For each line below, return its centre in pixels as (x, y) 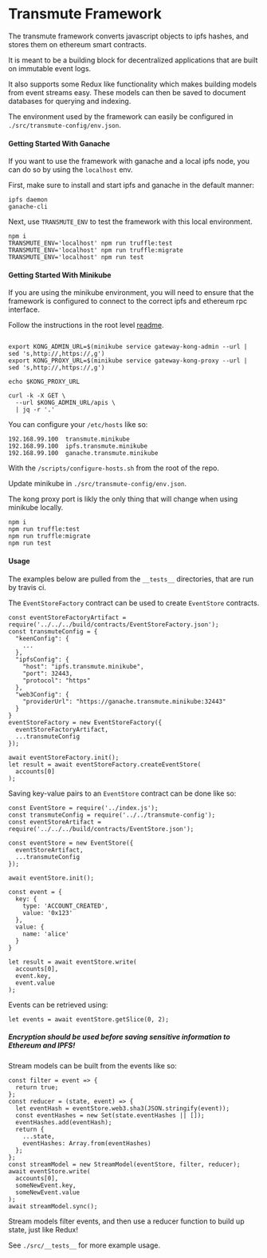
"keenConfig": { (42, 638)
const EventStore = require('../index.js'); (83, 808)
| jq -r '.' (35, 410)
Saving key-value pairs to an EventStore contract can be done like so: (122, 793)
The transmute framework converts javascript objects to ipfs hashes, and (128, 36)
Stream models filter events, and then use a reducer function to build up (126, 1221)
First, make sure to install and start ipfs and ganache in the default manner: (132, 186)
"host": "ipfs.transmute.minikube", (84, 666)
